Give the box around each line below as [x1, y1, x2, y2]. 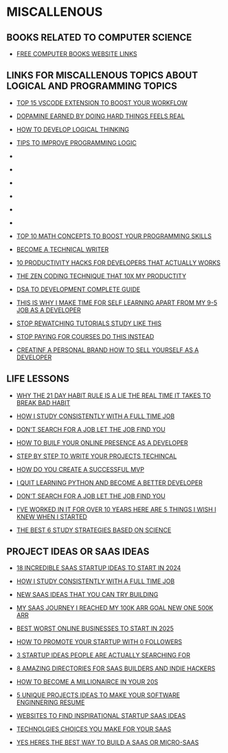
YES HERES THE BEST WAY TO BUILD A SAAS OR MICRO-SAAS [16, 739, 199, 747]
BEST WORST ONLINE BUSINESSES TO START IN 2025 [16, 624, 174, 633]
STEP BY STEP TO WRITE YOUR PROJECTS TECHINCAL [16, 452, 177, 460]
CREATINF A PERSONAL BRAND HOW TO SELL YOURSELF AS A [16, 345, 199, 354]
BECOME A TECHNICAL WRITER [16, 245, 109, 253]
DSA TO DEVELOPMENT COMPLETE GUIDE [16, 285, 141, 293]
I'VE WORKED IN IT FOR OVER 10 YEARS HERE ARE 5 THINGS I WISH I [16, 505, 217, 513]
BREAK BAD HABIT [16, 398, 71, 406]
